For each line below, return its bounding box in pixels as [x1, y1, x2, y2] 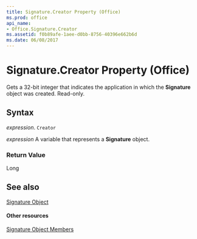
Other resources [6, 212, 49, 220]
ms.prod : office [6, 15, 47, 21]
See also [6, 182, 40, 192]
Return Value [6, 150, 46, 159]
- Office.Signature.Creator [6, 26, 78, 32]
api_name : [6, 20, 32, 26]
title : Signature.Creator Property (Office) [6, 9, 121, 15]
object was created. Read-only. [6, 89, 85, 97]
